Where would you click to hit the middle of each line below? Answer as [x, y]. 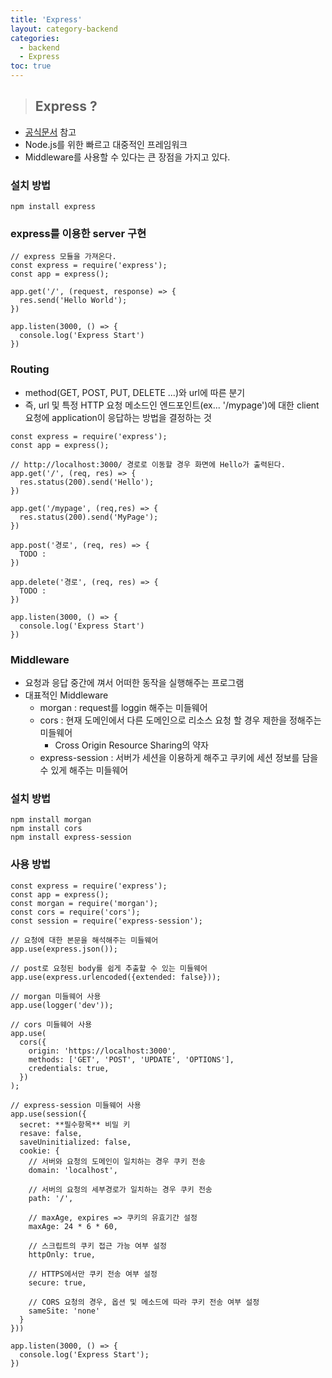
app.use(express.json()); [64, 949]
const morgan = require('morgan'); [84, 903]
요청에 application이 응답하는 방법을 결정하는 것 [118, 417]
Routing [30, 369]
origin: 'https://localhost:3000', [102, 1051]
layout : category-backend [64, 29]
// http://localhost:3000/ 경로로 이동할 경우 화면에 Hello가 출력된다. [148, 464]
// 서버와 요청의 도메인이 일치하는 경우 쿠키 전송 [117, 1161]
